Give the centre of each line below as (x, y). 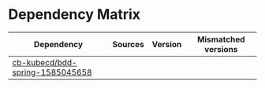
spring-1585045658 (52, 72)
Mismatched (221, 39)
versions (221, 49)
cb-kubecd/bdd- (45, 62)
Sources (128, 44)
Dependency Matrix (74, 15)
